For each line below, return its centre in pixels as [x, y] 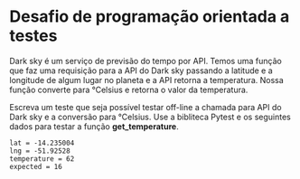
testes [33, 36]
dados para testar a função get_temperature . [94, 126]
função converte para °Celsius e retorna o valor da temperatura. [129, 89]
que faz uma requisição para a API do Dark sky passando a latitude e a [141, 71]
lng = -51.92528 [40, 151]
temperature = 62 [42, 159]
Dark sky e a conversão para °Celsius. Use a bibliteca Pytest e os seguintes [150, 117]
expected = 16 [36, 166]
